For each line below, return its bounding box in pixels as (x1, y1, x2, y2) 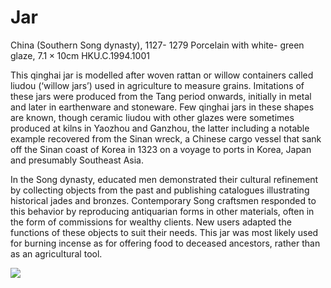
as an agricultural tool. (10, 247, 103, 260)
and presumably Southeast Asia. (10, 154, 144, 166)
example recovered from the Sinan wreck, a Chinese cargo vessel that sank (10, 132, 322, 145)
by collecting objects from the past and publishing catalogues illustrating (10, 184, 310, 196)
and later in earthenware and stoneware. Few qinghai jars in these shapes (10, 101, 315, 113)
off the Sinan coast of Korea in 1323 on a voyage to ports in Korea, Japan (10, 143, 312, 155)
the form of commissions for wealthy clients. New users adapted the (10, 216, 292, 228)
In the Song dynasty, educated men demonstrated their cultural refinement (10, 173, 319, 185)
